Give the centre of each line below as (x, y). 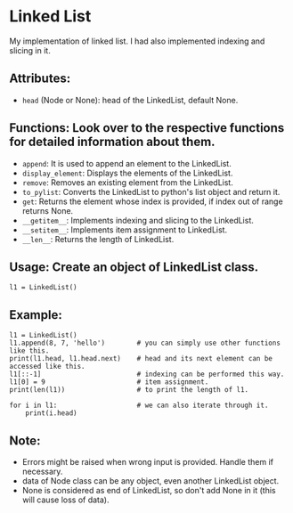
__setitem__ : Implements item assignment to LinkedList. (125, 230)
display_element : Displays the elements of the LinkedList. (127, 173)
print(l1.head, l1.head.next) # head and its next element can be (141, 359)
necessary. (42, 471)
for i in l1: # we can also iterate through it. (139, 406)
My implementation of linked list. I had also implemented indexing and (137, 41)
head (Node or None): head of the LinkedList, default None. (130, 100)
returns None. (48, 210)
